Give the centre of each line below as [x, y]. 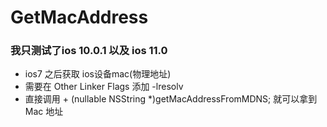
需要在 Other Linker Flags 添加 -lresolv [104, 87]
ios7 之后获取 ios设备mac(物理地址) [98, 74]
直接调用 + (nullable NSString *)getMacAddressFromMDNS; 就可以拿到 [171, 99]
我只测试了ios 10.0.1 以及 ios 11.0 [89, 51]
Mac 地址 [44, 112]
